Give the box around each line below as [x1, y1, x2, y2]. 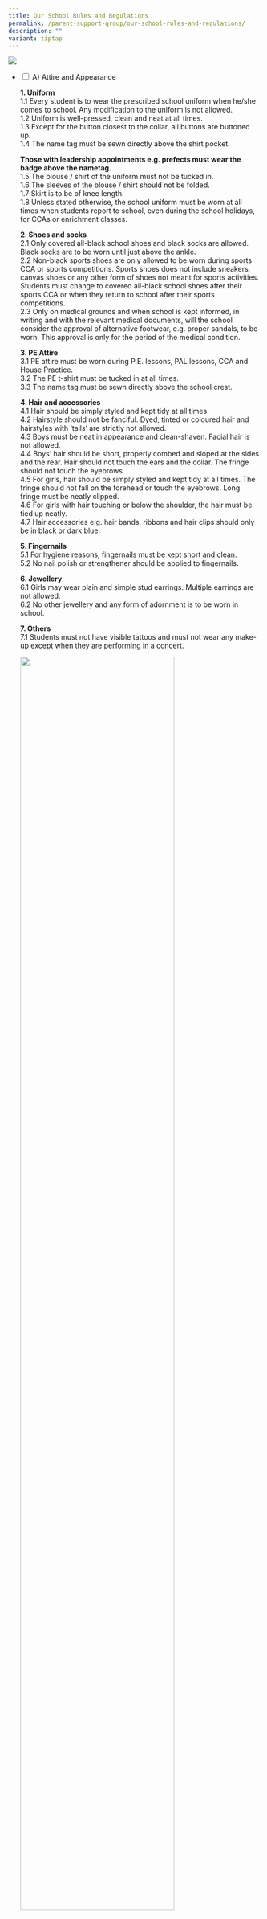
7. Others [19, 624, 51, 633]
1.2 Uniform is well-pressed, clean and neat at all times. [19, 113, 203, 123]
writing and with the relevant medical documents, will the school [19, 315, 233, 325]
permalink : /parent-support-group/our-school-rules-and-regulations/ [8, 19, 246, 27]
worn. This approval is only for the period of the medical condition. [19, 333, 241, 342]
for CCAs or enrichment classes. [19, 215, 128, 224]
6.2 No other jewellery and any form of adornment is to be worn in [19, 599, 239, 609]
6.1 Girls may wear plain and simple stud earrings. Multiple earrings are [19, 583, 254, 592]
